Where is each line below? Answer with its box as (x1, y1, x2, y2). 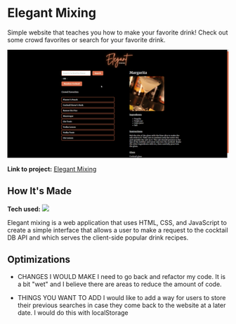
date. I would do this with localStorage (17, 308, 129, 317)
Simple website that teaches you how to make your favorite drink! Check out (7, 28, 228, 37)
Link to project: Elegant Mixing (7, 165, 97, 174)
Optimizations (7, 254, 70, 266)
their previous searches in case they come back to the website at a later (17, 301, 226, 309)
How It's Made (7, 185, 72, 197)
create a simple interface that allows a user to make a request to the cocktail (7, 226, 228, 234)
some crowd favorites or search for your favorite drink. (7, 35, 166, 44)
